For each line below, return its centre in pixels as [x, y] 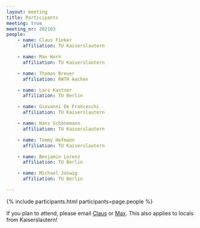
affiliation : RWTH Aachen [55, 79]
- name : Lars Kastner [45, 90]
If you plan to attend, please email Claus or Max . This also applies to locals [100, 213]
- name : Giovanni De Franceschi [58, 107]
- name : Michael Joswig [48, 173]
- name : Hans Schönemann [49, 123]
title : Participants [33, 18]
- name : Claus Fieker [45, 40]
